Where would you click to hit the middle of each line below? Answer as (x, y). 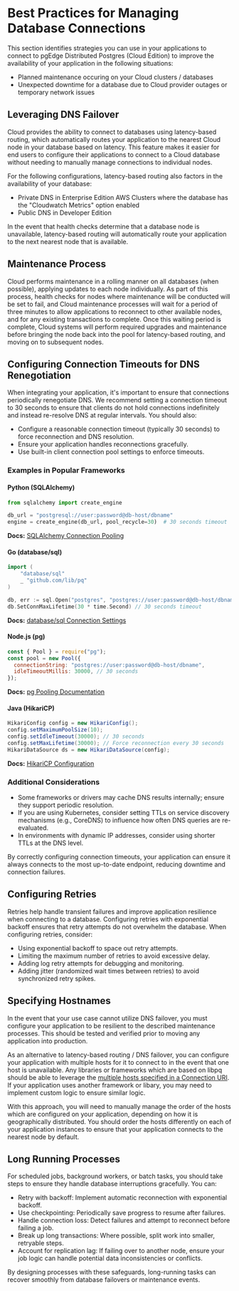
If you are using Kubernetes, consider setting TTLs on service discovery (123, 813)
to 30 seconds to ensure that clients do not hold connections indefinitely (113, 407)
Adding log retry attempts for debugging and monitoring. (101, 963)
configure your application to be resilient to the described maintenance (111, 1026)
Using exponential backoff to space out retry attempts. (98, 948)
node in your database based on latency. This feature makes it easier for (113, 147)
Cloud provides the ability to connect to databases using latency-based (112, 132)
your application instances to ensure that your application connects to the (115, 1129)
